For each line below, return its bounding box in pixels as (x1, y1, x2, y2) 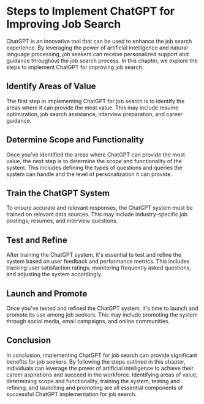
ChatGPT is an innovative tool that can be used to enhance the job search (6, 37, 192, 45)
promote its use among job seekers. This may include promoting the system (6, 311, 198, 318)
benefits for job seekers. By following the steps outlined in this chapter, (6, 358, 186, 365)
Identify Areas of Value (6, 81, 96, 92)
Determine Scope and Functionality (6, 134, 144, 145)
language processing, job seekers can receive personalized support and (6, 50, 189, 57)
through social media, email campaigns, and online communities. (6, 318, 170, 325)
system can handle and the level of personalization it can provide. (6, 170, 173, 178)
